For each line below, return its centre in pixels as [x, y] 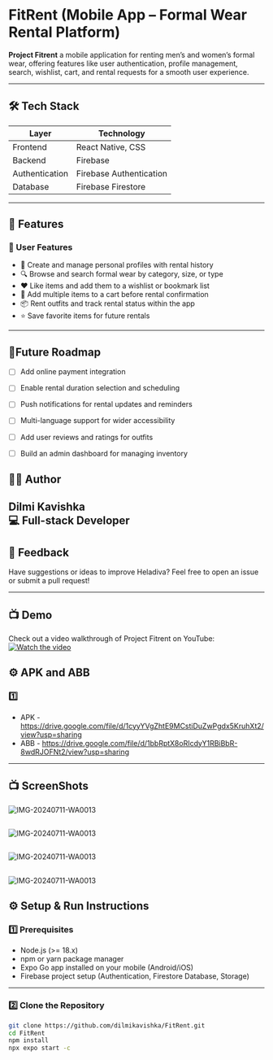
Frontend [30, 146]
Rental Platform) [64, 32]
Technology [122, 133]
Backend [29, 160]
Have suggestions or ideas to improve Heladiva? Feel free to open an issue [134, 572]
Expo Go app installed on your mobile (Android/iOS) [106, 968]
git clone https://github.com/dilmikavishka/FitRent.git [107, 1025]
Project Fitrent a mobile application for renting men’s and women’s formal [132, 55]
